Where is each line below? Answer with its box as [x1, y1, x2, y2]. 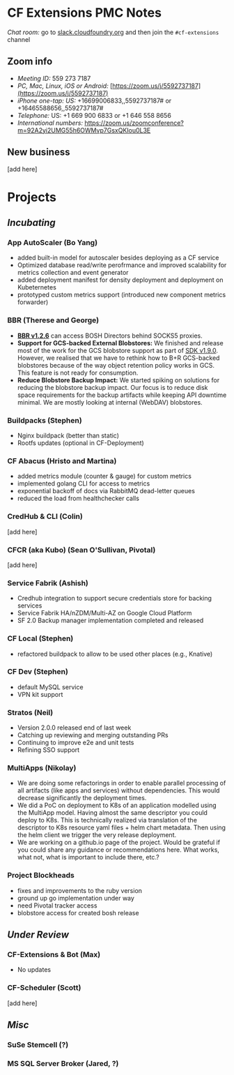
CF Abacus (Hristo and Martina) [7, 456, 117, 465]
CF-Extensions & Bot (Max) [7, 950, 101, 960]
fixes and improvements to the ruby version [17, 886, 143, 894]
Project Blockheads [7, 871, 75, 880]
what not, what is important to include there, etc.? [17, 853, 159, 862]
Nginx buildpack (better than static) [17, 431, 120, 440]
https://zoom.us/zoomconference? [84, 119, 185, 127]
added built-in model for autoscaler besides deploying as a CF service [17, 253, 219, 262]
